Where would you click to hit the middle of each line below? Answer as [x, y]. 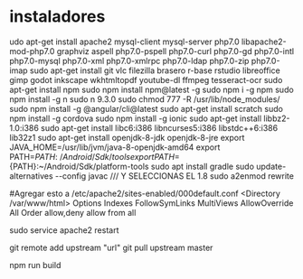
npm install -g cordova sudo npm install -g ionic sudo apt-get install [136, 118]
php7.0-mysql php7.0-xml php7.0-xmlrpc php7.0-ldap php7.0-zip [129, 60]
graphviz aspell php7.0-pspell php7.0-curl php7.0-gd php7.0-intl [175, 51]
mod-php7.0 [32, 51]
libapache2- [264, 42]
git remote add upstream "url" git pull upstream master [111, 247]
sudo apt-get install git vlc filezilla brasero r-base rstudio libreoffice [155, 70]
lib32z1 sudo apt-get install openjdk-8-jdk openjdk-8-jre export [127, 137]
